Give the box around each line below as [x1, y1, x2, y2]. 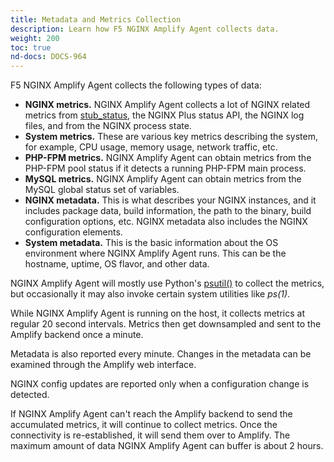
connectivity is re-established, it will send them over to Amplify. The [10, 429, 291, 441]
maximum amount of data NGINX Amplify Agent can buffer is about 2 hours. [10, 440, 324, 452]
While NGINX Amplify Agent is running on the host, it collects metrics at [10, 307, 305, 320]
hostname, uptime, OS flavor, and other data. [24, 258, 210, 270]
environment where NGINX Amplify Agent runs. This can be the [24, 247, 287, 260]
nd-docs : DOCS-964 [10, 52, 87, 62]
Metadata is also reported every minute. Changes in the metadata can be [10, 348, 312, 360]
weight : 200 [10, 33, 60, 43]
